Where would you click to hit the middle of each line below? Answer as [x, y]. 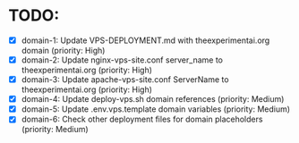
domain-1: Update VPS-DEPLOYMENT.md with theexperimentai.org [145, 40]
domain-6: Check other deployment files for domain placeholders [142, 119]
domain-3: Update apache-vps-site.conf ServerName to [125, 80]
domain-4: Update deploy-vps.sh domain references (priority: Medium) [153, 99]
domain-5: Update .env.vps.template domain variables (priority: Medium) [156, 109]
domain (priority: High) [63, 50]
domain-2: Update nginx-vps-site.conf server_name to [122, 60]
